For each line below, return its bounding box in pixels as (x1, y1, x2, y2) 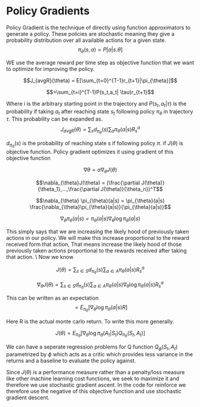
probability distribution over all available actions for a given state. (6, 36, 167, 44)
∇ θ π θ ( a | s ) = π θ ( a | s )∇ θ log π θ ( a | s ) (60, 215, 141, 223)
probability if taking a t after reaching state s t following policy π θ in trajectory (6, 107, 193, 116)
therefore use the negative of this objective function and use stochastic (6, 388, 182, 395)
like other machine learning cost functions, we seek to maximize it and (6, 375, 180, 383)
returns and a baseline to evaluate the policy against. (6, 357, 136, 365)
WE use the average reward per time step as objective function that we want (6, 58, 195, 66)
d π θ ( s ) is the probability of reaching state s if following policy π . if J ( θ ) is (6, 140, 183, 149)
